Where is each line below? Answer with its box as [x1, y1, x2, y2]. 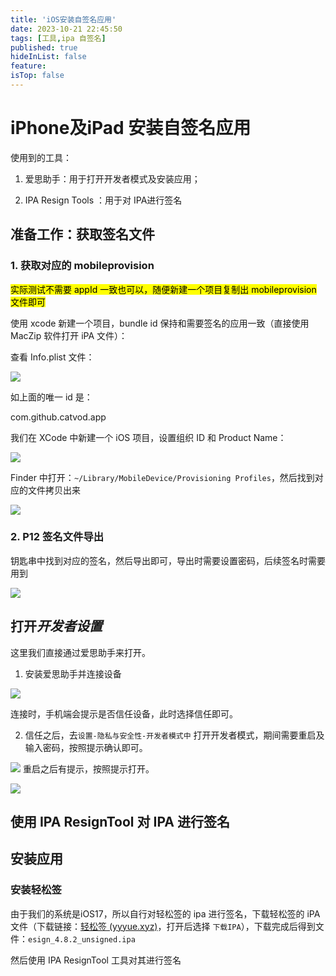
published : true [10, 42, 78, 53]
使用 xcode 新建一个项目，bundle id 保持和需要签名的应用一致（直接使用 [10, 317, 310, 329]
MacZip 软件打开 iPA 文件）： [10, 329, 128, 341]
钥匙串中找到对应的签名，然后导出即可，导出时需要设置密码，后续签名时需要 [10, 554, 326, 566]
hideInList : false [10, 52, 87, 62]
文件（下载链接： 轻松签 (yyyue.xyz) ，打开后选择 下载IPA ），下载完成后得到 [10, 920, 316, 932]
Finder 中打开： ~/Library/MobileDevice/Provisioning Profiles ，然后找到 [10, 471, 315, 483]
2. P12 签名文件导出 [10, 530, 105, 544]
